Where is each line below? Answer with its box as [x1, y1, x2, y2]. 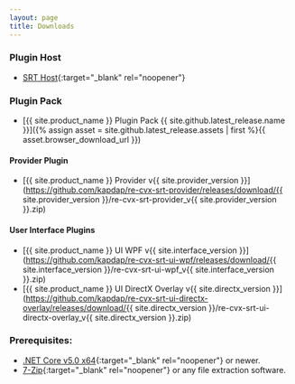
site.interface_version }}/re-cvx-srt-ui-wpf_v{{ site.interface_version [22, 264, 275, 275]
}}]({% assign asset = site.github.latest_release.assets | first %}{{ [22, 125, 266, 136]
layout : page [9, 13, 59, 23]
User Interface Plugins [9, 224, 96, 235]
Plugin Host [9, 52, 61, 64]
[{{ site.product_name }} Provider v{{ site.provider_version [22, 175, 239, 186]
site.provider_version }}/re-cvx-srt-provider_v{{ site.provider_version [22, 194, 277, 205]
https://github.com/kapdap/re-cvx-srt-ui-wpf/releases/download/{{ [25, 254, 277, 265]
